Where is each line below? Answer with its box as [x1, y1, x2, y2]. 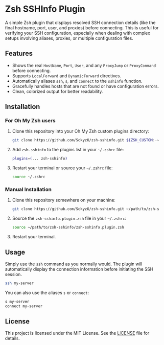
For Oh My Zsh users [5, 117, 56, 124]
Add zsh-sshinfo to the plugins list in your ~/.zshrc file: [12, 147, 124, 153]
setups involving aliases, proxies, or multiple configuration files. [5, 35, 134, 41]
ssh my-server [5, 280, 34, 286]
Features [5, 49, 33, 58]
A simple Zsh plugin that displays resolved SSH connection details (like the [5, 20, 156, 25]
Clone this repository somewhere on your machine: [12, 197, 116, 203]
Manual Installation [5, 186, 52, 193]
